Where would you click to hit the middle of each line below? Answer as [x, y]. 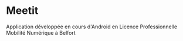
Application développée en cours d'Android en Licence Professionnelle [92, 27]
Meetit [22, 11]
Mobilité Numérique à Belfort [41, 32]
